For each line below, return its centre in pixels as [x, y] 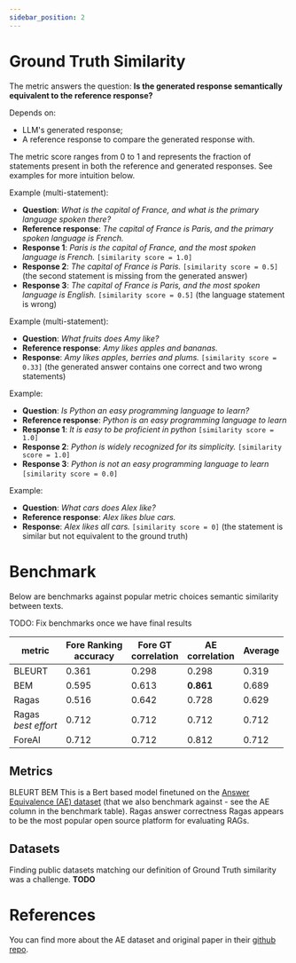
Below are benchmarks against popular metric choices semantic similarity [144, 596]
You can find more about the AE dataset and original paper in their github [143, 940]
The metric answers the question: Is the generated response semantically [146, 86]
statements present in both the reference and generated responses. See [141, 166]
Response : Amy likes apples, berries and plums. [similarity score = [149, 357]
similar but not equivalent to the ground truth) [105, 536]
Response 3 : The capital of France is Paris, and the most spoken [141, 285]
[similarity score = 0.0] [70, 474]
